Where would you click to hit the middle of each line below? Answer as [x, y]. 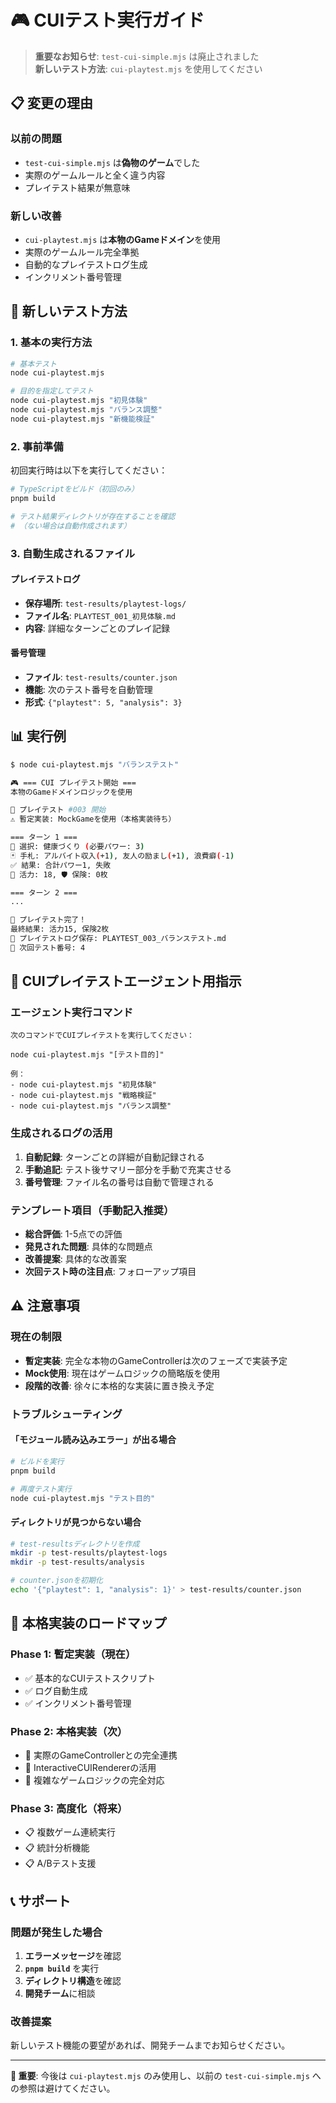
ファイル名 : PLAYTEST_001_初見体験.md [100, 615]
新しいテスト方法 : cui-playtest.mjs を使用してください [148, 68]
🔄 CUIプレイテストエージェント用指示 [126, 981]
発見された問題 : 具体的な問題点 [88, 1247]
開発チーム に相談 [60, 1993]
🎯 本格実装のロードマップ [88, 1623]
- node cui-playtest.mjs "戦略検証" [83, 1096]
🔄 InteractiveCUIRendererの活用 [90, 1767]
